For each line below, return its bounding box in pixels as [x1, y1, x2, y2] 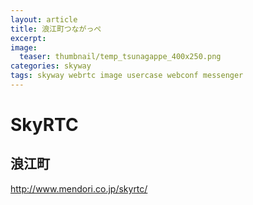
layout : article [10, 14, 78, 25]
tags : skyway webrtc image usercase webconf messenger [10, 71, 244, 81]
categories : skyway [10, 61, 92, 71]
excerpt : [10, 33, 47, 43]
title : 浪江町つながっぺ [10, 24, 102, 34]
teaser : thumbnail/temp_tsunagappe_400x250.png [19, 52, 222, 62]
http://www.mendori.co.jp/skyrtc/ [10, 182, 148, 195]
